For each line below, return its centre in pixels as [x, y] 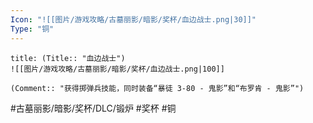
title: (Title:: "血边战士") [68, 58]
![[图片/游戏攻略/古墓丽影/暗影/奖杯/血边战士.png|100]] [117, 69]
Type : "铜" [32, 29]
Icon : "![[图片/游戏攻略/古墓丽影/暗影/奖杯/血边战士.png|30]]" [133, 19]
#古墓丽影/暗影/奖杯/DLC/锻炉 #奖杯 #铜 [93, 108]
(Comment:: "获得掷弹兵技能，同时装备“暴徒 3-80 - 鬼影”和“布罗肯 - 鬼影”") [157, 88]
